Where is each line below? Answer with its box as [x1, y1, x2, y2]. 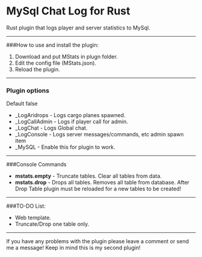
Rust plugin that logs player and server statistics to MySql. [6, 24, 150, 31]
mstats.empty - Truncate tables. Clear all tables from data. [14, 172, 162, 180]
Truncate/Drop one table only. [14, 220, 90, 228]
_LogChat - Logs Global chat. [14, 124, 88, 132]
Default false [6, 100, 38, 107]
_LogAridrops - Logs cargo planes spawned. [14, 112, 126, 119]
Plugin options [6, 86, 50, 94]
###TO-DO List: [6, 202, 46, 210]
